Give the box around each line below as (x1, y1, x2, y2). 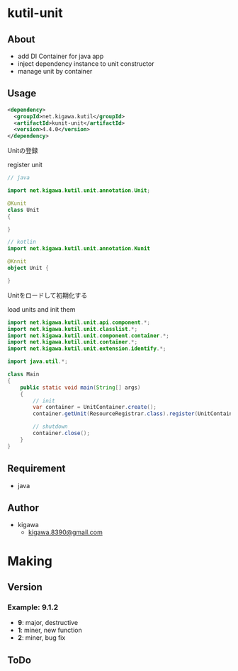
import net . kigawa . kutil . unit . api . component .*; (7, 319, 151, 326)
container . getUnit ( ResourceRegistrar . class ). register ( (33, 410, 198, 417)
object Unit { (7, 264, 50, 272)
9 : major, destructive (17, 619, 79, 627)
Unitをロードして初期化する (7, 291, 88, 299)
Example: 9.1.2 (7, 602, 59, 612)
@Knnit (7, 258, 27, 265)
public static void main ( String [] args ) (20, 384, 141, 391)
